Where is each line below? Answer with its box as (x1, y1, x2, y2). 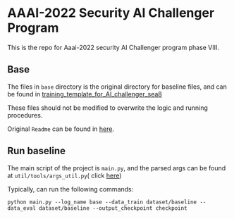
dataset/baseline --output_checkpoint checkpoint (38, 204, 188, 212)
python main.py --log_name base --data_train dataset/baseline (7, 199, 197, 206)
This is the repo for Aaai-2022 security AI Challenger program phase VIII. (7, 43, 220, 51)
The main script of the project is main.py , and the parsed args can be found (7, 163, 226, 172)
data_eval (7, 204, 37, 212)
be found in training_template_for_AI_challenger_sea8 (7, 89, 162, 98)
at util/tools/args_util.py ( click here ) (7, 171, 122, 180)
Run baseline (7, 145, 66, 157)
